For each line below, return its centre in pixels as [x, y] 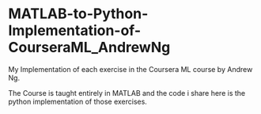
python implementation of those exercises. [78, 101]
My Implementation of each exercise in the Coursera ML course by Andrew [130, 69]
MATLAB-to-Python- [78, 14]
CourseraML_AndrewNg [89, 47]
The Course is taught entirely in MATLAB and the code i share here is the [127, 93]
